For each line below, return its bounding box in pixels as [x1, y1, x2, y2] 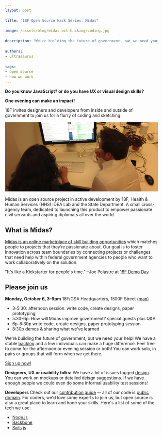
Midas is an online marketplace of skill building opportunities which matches [5, 239, 158, 245]
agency [5, 207, 20, 212]
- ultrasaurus [5, 54, 34, 59]
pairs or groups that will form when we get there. [5, 351, 103, 357]
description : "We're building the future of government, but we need [5, 39, 149, 44]
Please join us [5, 283, 48, 291]
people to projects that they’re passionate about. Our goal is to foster [5, 244, 143, 250]
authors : [5, 49, 23, 53]
